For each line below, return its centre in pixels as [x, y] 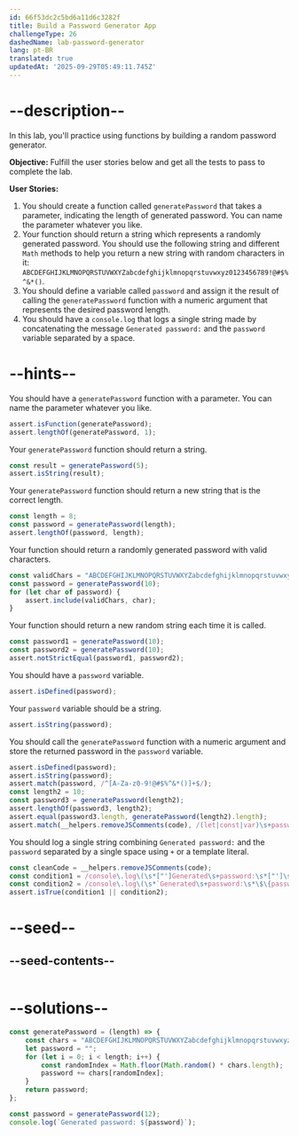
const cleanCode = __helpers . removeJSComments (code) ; [111, 868]
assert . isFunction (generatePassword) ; [81, 424]
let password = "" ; [61, 1048]
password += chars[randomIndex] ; [103, 1073]
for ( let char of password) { [65, 592]
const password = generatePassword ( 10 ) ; [85, 584]
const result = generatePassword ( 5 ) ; [79, 465]
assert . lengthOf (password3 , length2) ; [81, 809]
